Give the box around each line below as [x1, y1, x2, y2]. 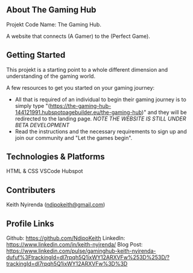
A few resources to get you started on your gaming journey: [6, 84, 155, 91]
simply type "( [14, 102, 50, 109]
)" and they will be [141, 108, 187, 116]
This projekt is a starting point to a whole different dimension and [6, 66, 168, 73]
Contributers [6, 185, 56, 195]
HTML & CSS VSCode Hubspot [6, 168, 83, 175]
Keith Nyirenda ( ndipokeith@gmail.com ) [6, 201, 106, 209]
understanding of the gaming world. [6, 72, 95, 80]
